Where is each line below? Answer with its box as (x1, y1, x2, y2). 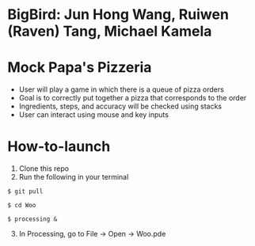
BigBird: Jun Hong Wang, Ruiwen (7, 6, 229, 24)
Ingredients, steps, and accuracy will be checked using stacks (18, 101, 223, 112)
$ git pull (7, 187, 44, 195)
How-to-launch (7, 138, 111, 156)
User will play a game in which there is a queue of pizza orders (18, 85, 225, 94)
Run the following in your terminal (18, 172, 129, 182)
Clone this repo (18, 164, 69, 173)
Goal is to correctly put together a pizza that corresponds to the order (18, 93, 247, 103)
